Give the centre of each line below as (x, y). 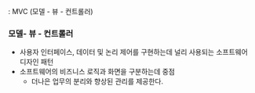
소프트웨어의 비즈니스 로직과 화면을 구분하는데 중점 (97, 72)
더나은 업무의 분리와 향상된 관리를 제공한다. (97, 81)
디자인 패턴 (36, 62)
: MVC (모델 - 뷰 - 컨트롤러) (51, 11)
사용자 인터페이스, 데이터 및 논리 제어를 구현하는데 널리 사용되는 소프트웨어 (134, 52)
